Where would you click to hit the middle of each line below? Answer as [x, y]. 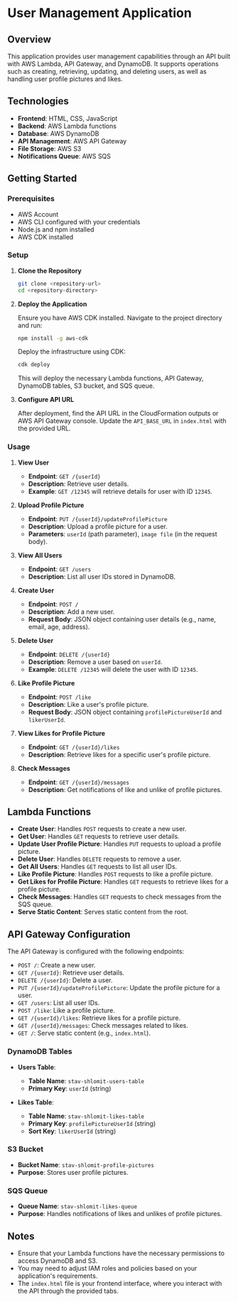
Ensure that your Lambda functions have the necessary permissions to [121, 1253]
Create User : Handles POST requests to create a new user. [102, 829]
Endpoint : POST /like [60, 697]
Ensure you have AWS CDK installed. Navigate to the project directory [120, 318]
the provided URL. [44, 428]
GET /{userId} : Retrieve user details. [71, 973]
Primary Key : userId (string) [70, 1088]
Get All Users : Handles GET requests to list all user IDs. [97, 867]
